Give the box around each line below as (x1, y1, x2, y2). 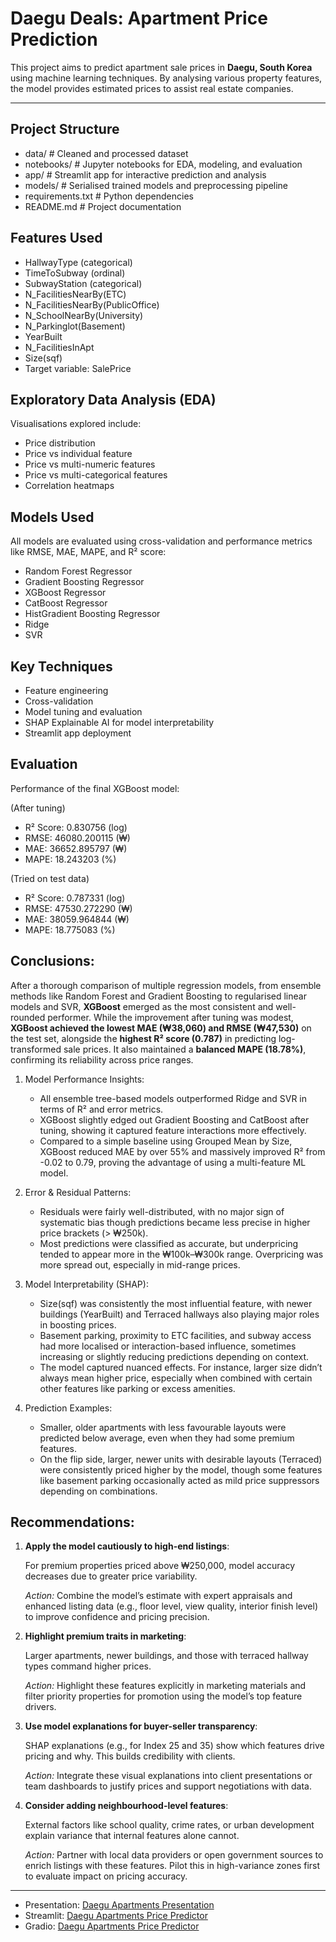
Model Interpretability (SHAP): (24, 1278, 149, 1290)
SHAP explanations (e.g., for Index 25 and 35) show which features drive (24, 1740, 325, 1752)
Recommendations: (10, 1514, 135, 1531)
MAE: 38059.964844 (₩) (24, 913, 130, 925)
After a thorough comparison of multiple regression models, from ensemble (10, 979, 322, 991)
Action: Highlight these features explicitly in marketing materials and (24, 1680, 307, 1692)
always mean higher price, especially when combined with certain (39, 1372, 313, 1384)
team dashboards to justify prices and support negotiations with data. (24, 1780, 312, 1792)
